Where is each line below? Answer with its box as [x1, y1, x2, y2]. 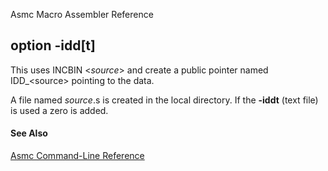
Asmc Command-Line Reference [10, 150, 145, 162]
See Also [10, 127, 48, 139]
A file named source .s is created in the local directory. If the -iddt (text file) [10, 94, 319, 106]
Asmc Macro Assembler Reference [10, 9, 154, 20]
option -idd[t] [10, 37, 96, 54]
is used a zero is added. [10, 104, 109, 116]
